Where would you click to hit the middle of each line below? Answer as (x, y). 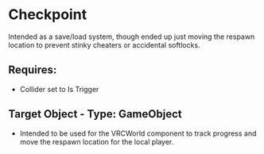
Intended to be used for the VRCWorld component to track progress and (138, 133)
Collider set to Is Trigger (59, 89)
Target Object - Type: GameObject (95, 114)
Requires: (33, 70)
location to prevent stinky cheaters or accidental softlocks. (104, 44)
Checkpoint (48, 15)
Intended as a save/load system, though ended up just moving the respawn (132, 37)
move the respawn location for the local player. (97, 141)
